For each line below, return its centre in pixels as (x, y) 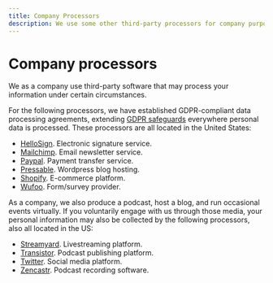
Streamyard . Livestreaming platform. (81, 244)
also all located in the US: (51, 229)
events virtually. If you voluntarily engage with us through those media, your (135, 211)
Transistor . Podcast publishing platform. (87, 253)
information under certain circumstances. (78, 95)
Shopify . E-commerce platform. (73, 178)
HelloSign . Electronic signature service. (86, 144)
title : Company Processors (54, 16)
